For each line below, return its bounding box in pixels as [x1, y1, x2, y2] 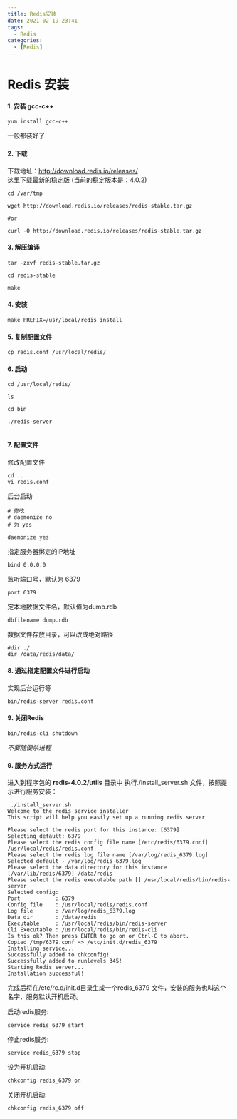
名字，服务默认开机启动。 [7, 993, 83, 1001]
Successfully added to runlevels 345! [7, 958, 122, 965]
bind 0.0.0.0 [7, 561, 46, 568]
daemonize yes [7, 533, 50, 541]
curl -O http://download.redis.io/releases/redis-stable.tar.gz [7, 227, 202, 234]
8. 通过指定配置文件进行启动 [7, 667, 90, 675]
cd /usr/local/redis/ [7, 381, 72, 388]
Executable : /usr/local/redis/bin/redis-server [7, 920, 167, 928]
